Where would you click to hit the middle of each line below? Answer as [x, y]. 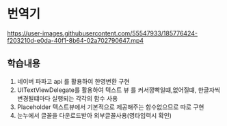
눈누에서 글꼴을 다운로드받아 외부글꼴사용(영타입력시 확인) [94, 115]
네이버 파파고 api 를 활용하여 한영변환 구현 [73, 81]
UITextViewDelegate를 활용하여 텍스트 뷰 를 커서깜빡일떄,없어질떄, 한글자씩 [119, 90]
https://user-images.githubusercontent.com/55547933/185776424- [103, 33]
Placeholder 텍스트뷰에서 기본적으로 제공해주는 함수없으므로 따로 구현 [110, 107]
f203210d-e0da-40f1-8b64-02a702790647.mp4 [76, 40]
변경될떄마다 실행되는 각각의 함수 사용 [67, 98]
